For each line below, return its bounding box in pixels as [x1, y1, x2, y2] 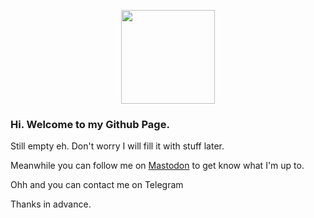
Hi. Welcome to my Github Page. [10, 117, 170, 131]
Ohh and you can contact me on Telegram [10, 179, 184, 191]
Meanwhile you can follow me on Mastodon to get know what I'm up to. [10, 160, 305, 172]
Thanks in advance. [10, 198, 92, 210]
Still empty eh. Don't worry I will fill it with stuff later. [10, 140, 225, 152]
